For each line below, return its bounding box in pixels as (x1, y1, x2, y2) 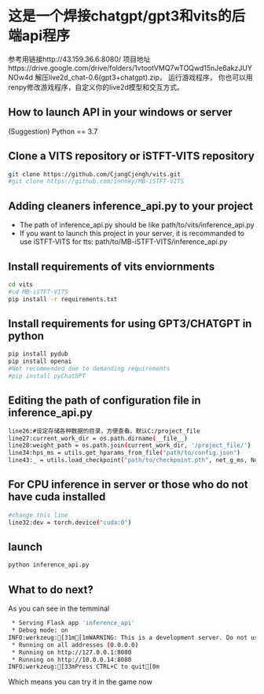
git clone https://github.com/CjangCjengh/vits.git (8, 170, 181, 178)
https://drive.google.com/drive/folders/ (8, 63, 135, 72)
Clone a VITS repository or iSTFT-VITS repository (8, 150, 255, 163)
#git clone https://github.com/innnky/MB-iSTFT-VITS (8, 178, 185, 186)
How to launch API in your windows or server (8, 105, 233, 119)
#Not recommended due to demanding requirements (8, 365, 170, 373)
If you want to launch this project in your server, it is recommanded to (19, 229, 245, 238)
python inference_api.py (8, 561, 90, 569)
